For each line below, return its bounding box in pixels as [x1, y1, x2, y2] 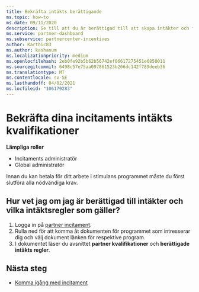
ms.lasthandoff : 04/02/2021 [6, 81, 76, 86]
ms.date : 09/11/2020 [6, 20, 57, 25]
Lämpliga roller [6, 143, 44, 150]
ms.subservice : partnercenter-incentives [6, 36, 110, 42]
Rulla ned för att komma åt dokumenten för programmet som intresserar [14, 227, 191, 235]
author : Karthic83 [6, 42, 52, 48]
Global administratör [14, 161, 65, 168]
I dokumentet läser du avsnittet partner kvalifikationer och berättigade [14, 240, 190, 247]
